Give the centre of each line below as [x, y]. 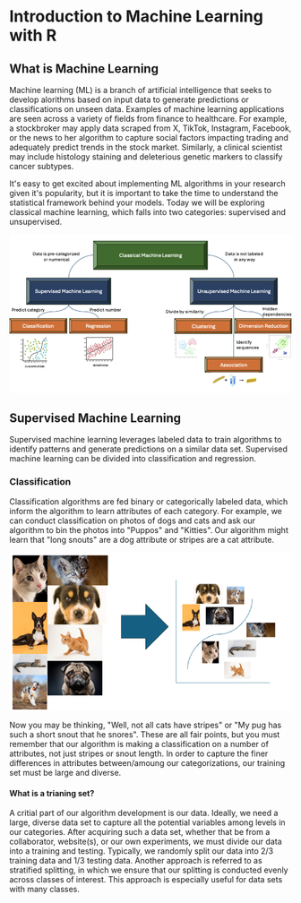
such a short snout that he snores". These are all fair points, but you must [145, 735]
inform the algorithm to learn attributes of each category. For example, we [146, 511]
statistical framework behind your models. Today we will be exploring [137, 202]
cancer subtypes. [42, 166]
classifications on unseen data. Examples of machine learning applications [147, 109]
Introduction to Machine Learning [137, 17]
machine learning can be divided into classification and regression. [133, 459]
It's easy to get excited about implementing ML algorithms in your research [148, 184]
